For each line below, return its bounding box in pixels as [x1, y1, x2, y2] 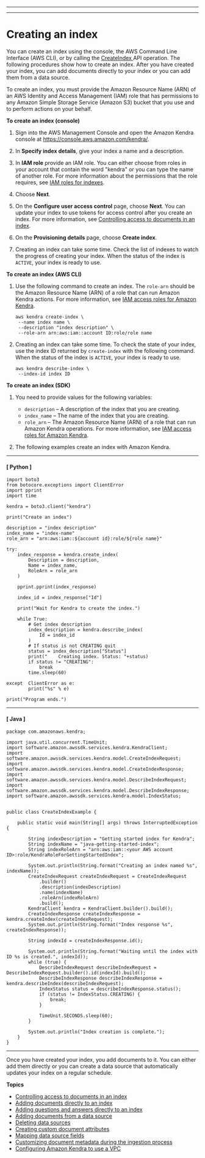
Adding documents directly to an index [15, 1099, 113, 1107]
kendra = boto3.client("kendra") [6, 504, 92, 510]
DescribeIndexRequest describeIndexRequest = [38, 964, 157, 971]
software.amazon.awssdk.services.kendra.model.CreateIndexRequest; [6, 755, 182, 762]
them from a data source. [6, 74, 70, 81]
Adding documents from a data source [15, 1113, 113, 1120]
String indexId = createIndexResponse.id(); [28, 938, 143, 944]
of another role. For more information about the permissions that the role [15, 172, 198, 180]
